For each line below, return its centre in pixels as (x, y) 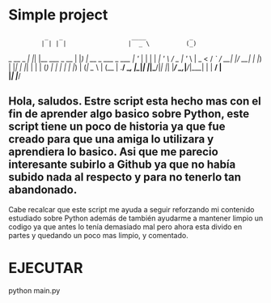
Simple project (58, 15)
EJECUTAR (46, 268)
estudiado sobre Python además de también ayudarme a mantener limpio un (136, 218)
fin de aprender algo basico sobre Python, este (129, 114)
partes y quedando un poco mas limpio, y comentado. (98, 235)
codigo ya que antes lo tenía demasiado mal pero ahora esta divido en (125, 226)
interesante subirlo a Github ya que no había (122, 165)
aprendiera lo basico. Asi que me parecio (113, 152)
